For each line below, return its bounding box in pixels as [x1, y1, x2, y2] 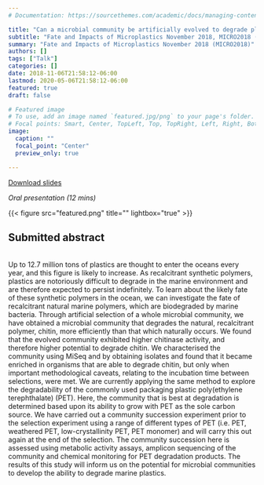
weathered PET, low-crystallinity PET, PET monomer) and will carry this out [8, 427, 252, 436]
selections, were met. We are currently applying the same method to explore [8, 377, 255, 386]
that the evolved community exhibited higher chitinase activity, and [8, 335, 225, 345]
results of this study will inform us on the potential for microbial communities [8, 460, 256, 469]
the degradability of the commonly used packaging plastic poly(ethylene [8, 385, 243, 395]
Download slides [8, 177, 62, 187]
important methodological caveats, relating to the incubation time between [8, 368, 250, 377]
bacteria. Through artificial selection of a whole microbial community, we [8, 310, 244, 319]
